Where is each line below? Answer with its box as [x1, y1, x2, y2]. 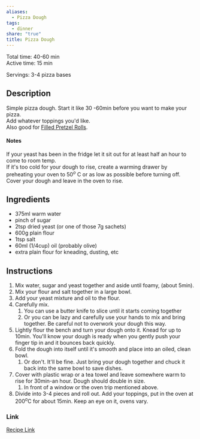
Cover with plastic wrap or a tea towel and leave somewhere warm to [14, 371, 186, 378]
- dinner [11, 25, 34, 32]
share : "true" [6, 31, 42, 37]
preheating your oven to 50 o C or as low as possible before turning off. [6, 170, 181, 178]
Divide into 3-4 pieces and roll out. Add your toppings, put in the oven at [14, 390, 193, 398]
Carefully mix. [14, 301, 50, 308]
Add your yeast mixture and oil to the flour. [14, 294, 121, 302]
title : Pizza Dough [6, 37, 55, 43]
